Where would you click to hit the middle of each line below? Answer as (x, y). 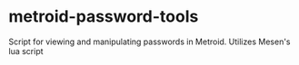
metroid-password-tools (104, 17)
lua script (26, 51)
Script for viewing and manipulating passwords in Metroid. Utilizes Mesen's (149, 42)
